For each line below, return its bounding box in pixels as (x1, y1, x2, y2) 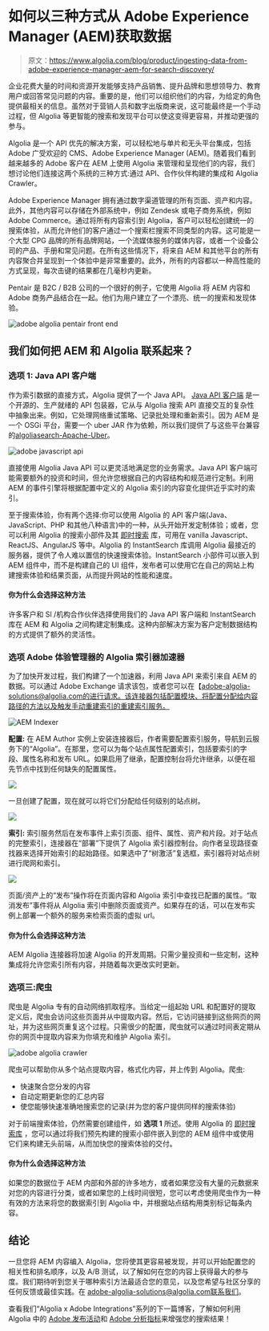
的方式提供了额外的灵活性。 (8, 629, 100, 639)
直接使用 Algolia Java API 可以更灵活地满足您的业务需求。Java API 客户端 (8, 462, 251, 472)
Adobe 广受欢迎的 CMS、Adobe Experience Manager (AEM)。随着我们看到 (8, 148, 256, 157)
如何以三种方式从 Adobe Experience (8, 7, 250, 26)
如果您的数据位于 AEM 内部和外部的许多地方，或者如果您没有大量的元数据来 (8, 1178, 259, 1187)
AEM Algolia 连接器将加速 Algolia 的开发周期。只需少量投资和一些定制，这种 (8, 950, 259, 959)
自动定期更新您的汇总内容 (19, 1091, 105, 1101)
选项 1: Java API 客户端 (8, 370, 97, 381)
